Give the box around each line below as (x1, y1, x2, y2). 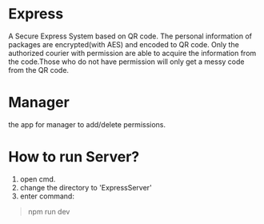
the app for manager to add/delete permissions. (8, 119, 166, 129)
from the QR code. (8, 65, 70, 74)
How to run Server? (8, 148, 140, 166)
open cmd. (19, 174, 56, 184)
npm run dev (27, 206, 70, 216)
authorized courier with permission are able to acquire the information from (8, 48, 257, 58)
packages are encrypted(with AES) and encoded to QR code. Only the (8, 39, 240, 49)
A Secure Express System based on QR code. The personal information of (8, 31, 252, 41)
